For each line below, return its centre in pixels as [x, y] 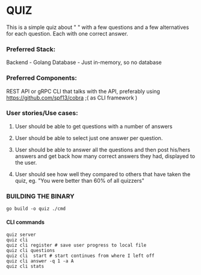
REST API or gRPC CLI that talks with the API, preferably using [83, 91]
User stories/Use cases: [42, 113]
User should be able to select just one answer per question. [89, 138]
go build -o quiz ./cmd [36, 209]
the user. [26, 162]
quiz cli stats [25, 267]
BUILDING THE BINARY [40, 196]
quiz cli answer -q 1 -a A [40, 261]
